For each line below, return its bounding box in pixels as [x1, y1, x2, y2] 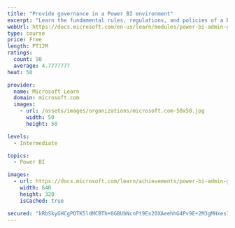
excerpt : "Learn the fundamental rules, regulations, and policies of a [7, 17, 224, 24]
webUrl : [7, 23, 30, 30]
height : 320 [20, 190, 55, 198]
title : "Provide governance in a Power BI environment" [7, 10, 173, 17]
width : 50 [25, 114, 55, 121]
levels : [7, 133, 30, 140]
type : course [7, 29, 45, 37]
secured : [7, 210, 33, 217]
